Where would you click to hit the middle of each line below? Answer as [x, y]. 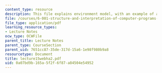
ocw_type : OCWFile [23, 36]
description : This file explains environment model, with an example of [80, 14]
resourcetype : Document [29, 54]
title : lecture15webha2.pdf [33, 59]
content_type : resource [29, 9]
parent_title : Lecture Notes [34, 41]
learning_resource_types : [31, 27]
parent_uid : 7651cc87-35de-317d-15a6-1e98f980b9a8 [57, 49]
